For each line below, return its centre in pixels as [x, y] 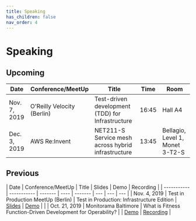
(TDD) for [107, 113]
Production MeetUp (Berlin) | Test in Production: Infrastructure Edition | [91, 200]
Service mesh [113, 138]
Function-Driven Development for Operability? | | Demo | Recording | [88, 212]
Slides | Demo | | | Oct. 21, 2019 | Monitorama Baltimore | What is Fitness [93, 206]
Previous [22, 173]
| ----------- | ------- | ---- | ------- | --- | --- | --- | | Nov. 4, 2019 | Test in [95, 194]
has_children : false [31, 17]
